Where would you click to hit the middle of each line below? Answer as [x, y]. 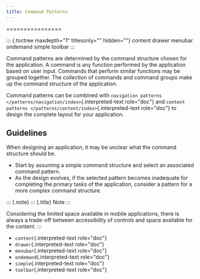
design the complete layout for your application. [65, 114]
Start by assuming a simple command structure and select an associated [104, 165]
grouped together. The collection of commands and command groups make [99, 77]
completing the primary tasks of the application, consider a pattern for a [103, 184]
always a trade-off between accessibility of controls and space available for [99, 220]
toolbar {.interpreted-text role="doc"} [61, 270]
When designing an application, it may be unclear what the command [91, 148]
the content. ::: [24, 226]
